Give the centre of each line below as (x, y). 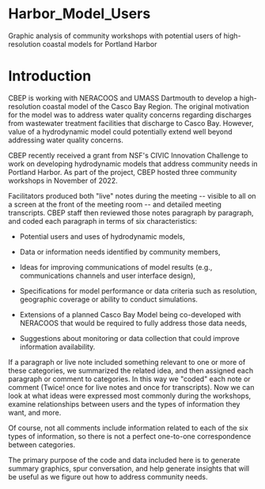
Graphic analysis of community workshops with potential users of (115, 36)
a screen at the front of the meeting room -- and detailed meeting (115, 204)
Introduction (50, 76)
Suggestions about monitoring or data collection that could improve (129, 338)
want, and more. (35, 412)
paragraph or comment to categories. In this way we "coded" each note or (129, 379)
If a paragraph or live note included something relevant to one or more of (127, 362)
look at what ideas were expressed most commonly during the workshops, (130, 396)
